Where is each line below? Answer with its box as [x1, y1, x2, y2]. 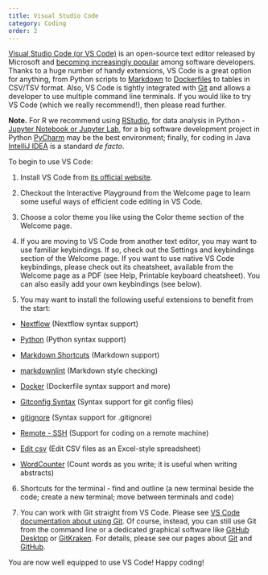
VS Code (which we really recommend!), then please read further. [8, 100, 227, 110]
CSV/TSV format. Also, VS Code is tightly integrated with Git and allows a [8, 83, 251, 93]
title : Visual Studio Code [8, 11, 99, 20]
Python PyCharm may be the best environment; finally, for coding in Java [8, 133, 251, 143]
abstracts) [19, 468, 55, 478]
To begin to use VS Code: [8, 157, 93, 167]
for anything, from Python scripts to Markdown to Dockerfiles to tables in [8, 74, 250, 85]
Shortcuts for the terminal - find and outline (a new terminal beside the [19, 484, 254, 494]
